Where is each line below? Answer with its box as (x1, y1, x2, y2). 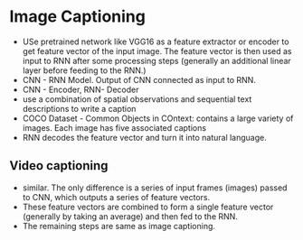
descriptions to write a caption (22, 103, 137, 114)
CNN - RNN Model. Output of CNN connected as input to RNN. (22, 74, 256, 85)
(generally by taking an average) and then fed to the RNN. (22, 210, 238, 222)
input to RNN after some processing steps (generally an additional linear (22, 55, 291, 66)
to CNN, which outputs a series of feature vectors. (22, 191, 211, 202)
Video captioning (9, 158, 109, 173)
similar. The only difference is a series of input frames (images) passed (22, 182, 288, 193)
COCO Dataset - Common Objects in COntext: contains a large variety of (22, 113, 294, 124)
